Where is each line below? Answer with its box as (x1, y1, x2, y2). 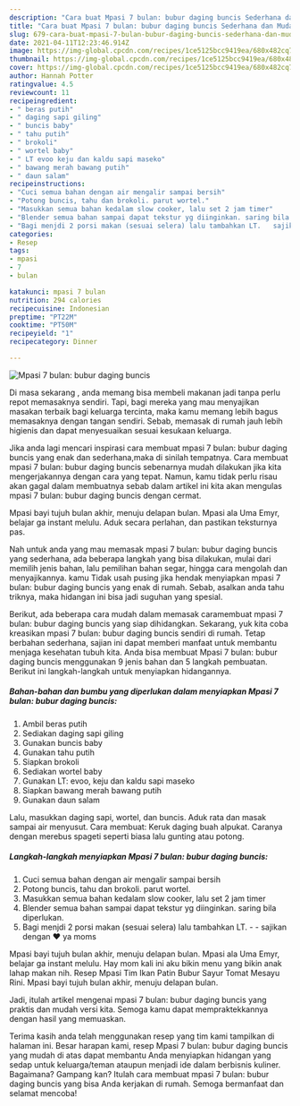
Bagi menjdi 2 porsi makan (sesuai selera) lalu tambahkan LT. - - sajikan (21, 922, 287, 932)
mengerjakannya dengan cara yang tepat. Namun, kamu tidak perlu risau (9, 471, 278, 482)
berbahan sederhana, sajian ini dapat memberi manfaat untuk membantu (9, 637, 277, 647)
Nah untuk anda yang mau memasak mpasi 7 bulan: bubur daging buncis (9, 544, 279, 554)
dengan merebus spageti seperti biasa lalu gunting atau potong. (9, 830, 245, 842)
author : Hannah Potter (9, 72, 94, 81)
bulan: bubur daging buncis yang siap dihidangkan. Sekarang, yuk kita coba (9, 618, 288, 629)
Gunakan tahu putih (21, 747, 96, 758)
